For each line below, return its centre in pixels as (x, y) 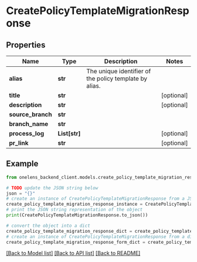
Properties (26, 45)
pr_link (19, 143)
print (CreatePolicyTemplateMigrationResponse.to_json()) (77, 215)
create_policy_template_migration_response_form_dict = (76, 242)
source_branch (30, 114)
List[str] (69, 133)
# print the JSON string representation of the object (74, 210)
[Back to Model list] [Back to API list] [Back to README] (73, 253)
